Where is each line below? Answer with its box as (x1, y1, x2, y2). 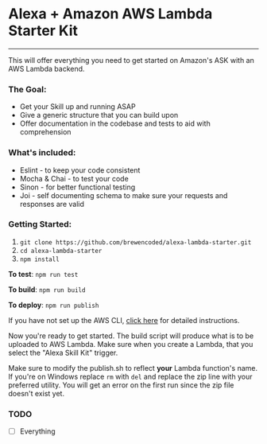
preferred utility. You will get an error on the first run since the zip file (8, 380, 234, 390)
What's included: (8, 147, 76, 158)
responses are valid (19, 199, 85, 208)
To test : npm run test (8, 269, 79, 278)
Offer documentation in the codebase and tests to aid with (19, 119, 211, 128)
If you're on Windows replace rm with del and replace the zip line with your (8, 372, 253, 381)
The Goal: (8, 84, 47, 95)
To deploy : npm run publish (8, 300, 99, 310)
